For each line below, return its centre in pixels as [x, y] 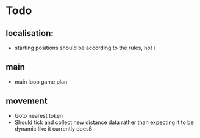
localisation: [30, 33]
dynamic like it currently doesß [53, 128]
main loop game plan [41, 82]
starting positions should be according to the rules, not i [85, 48]
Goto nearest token [39, 115]
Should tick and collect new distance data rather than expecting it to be [104, 122]
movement [27, 101]
